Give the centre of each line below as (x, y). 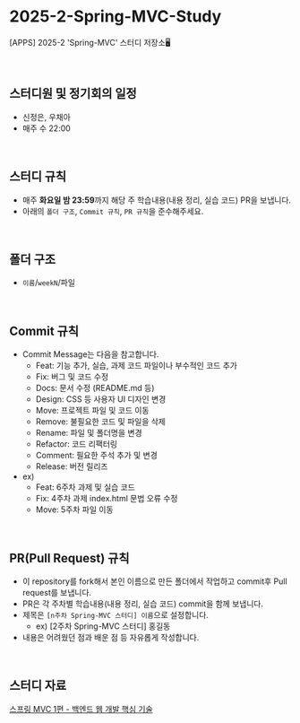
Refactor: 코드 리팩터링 (77, 444)
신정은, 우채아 (47, 117)
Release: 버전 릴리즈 (72, 466)
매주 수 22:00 (47, 128)
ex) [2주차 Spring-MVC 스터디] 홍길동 (103, 626)
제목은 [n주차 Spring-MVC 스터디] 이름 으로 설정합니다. (115, 615)
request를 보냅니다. (57, 592)
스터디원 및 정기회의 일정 (73, 94)
